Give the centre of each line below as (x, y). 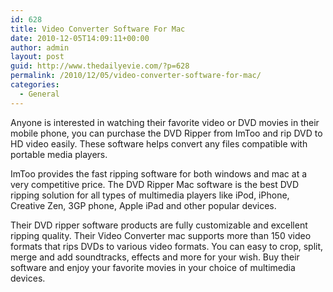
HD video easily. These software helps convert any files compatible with (159, 143)
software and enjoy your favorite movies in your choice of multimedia (153, 267)
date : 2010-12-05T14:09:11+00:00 (80, 38)
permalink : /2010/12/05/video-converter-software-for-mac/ (136, 76)
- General (39, 94)
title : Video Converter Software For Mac (98, 29)
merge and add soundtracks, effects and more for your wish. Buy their (155, 257)
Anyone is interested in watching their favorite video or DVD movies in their (165, 122)
